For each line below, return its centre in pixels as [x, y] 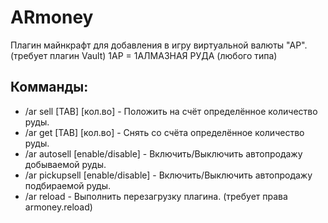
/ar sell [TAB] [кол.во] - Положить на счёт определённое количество [171, 111]
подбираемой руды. [68, 185]
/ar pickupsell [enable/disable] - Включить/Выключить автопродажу [168, 175]
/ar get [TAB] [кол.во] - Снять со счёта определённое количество [164, 132]
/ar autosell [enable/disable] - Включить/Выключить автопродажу [163, 153]
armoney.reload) [58, 207]
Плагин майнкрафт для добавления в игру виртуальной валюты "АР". [159, 45]
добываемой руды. [65, 164]
